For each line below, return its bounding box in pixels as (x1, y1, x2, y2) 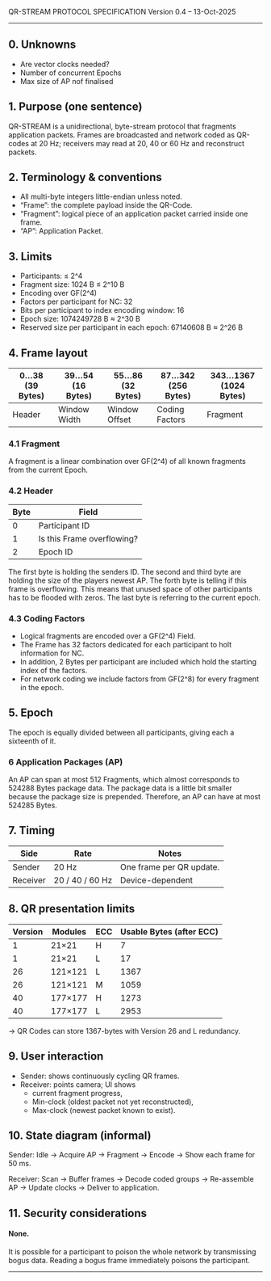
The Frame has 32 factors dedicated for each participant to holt (19, 639, 232, 649)
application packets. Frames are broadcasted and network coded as (8, 129, 236, 140)
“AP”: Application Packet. (19, 226, 103, 236)
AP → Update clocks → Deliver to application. (8, 1183, 160, 1193)
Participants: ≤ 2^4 (19, 271, 83, 281)
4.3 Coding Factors (8, 613, 85, 624)
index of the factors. (19, 665, 88, 675)
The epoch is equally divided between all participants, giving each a (8, 727, 235, 737)
